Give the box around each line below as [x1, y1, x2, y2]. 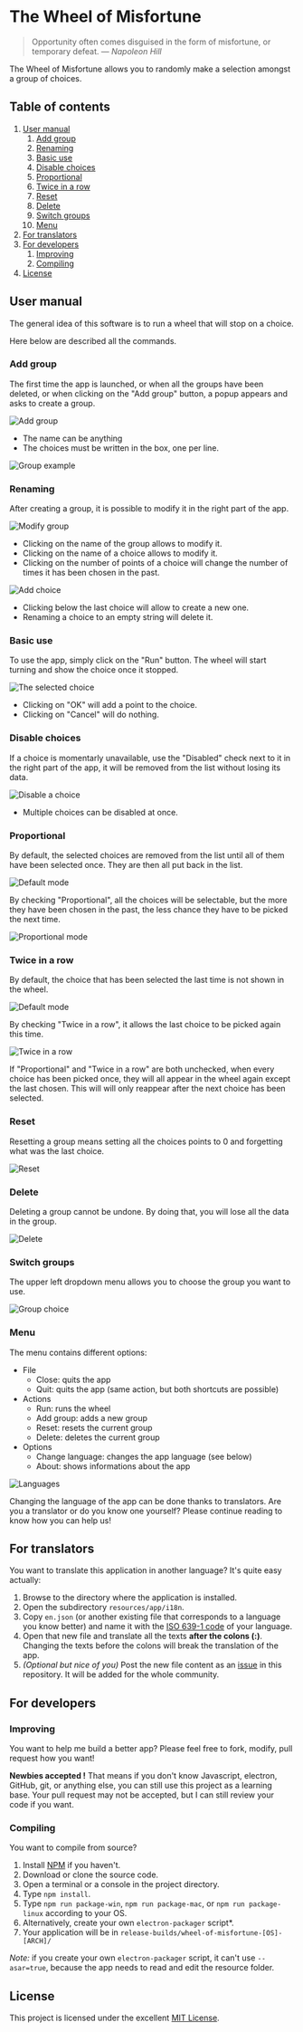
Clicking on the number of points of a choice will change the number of [22, 558, 289, 568]
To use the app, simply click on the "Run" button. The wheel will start [9, 654, 267, 666]
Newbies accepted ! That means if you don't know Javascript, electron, [9, 1770, 278, 1781]
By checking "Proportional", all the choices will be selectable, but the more [9, 894, 288, 906]
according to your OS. [44, 1908, 128, 1919]
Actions [22, 1393, 52, 1404]
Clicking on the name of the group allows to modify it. [22, 539, 223, 549]
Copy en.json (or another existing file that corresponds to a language [22, 1611, 281, 1622]
